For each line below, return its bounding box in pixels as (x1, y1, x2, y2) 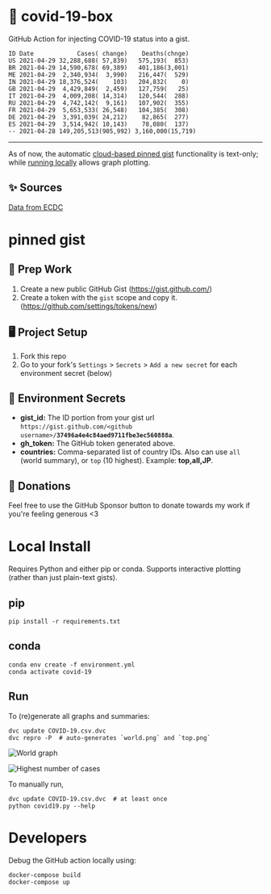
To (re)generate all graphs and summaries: (8, 711, 150, 721)
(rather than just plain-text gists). (8, 573, 118, 583)
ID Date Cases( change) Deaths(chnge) (8, 49, 190, 57)
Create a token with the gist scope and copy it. (19, 292, 177, 302)
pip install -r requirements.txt (8, 617, 121, 625)
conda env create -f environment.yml (8, 661, 135, 669)
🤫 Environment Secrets (8, 391, 127, 405)
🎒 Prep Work (8, 262, 73, 277)
